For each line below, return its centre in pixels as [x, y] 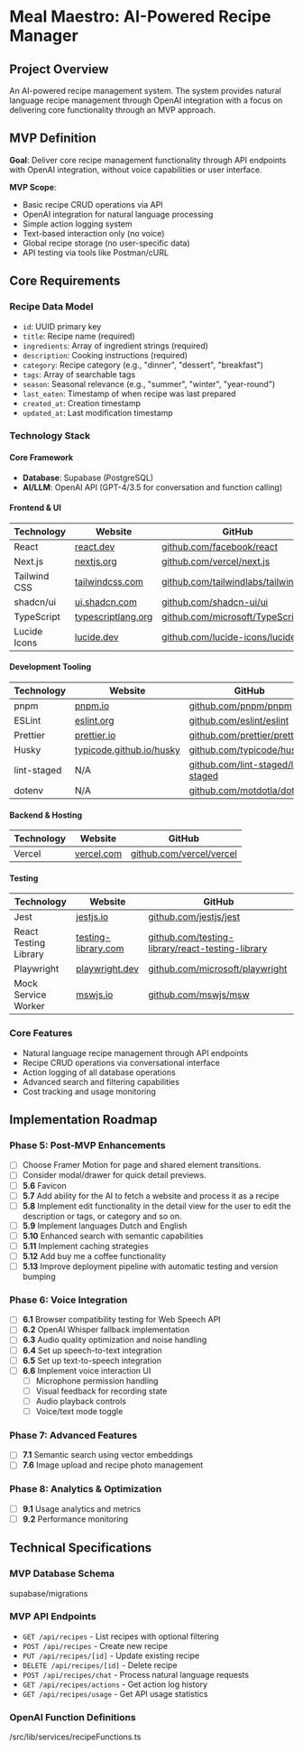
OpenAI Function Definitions [73, 1717]
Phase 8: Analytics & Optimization [86, 1489]
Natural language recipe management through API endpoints [135, 1052]
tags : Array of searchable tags [79, 374]
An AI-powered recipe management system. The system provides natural [145, 91]
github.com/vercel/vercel [184, 854]
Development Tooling [50, 667]
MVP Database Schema [62, 1574]
